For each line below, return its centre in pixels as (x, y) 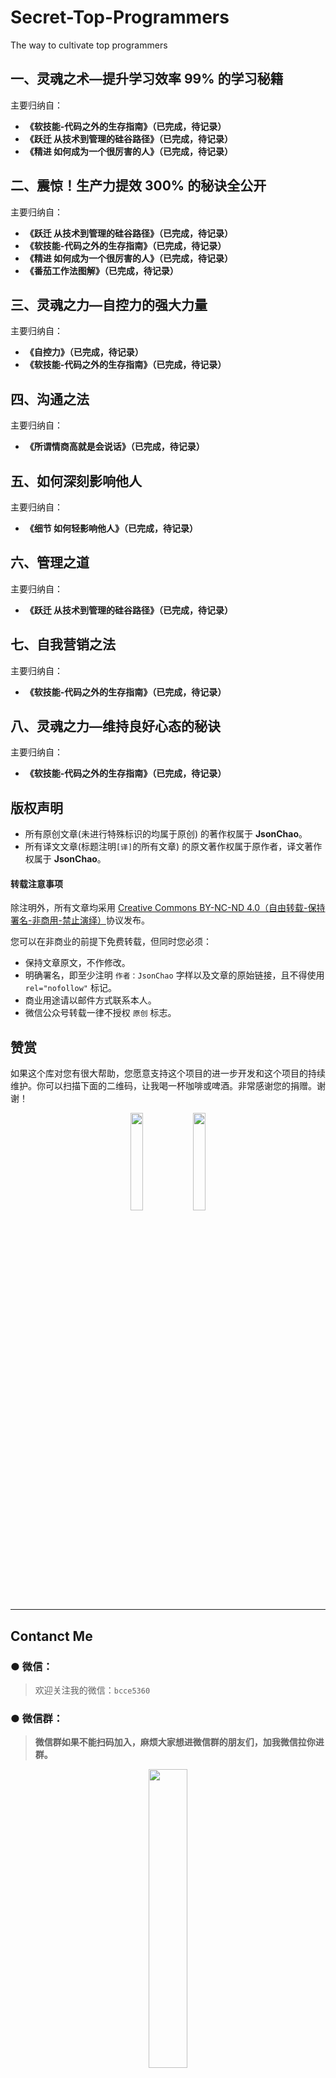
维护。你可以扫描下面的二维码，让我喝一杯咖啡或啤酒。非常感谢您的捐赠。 (163, 1086)
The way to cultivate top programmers (89, 45)
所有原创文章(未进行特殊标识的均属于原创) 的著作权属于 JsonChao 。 (166, 834)
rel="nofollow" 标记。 (70, 988)
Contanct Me (51, 1636)
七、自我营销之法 (63, 644)
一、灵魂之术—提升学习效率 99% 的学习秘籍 (147, 79)
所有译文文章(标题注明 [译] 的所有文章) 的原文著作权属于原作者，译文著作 (173, 847)
